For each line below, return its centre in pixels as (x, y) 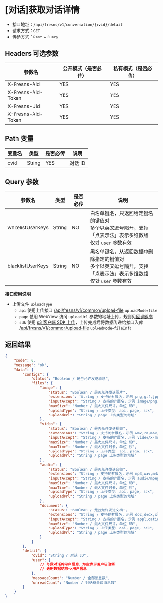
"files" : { (42, 383)
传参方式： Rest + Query (35, 37)
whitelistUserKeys (28, 228)
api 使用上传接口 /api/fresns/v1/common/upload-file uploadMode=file (88, 310)
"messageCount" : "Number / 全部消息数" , (70, 578)
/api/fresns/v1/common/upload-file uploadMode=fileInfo (75, 328)
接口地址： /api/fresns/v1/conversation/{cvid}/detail (67, 24)
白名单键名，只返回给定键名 (122, 213)
